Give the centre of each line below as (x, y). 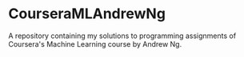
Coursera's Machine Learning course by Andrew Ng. (95, 44)
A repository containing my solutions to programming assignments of (122, 36)
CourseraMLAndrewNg (87, 14)
